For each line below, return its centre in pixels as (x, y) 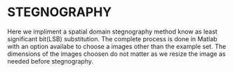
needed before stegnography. (50, 61)
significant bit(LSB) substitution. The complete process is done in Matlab (112, 38)
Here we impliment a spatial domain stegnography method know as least (112, 31)
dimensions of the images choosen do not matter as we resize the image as (116, 54)
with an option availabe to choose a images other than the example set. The (117, 46)
